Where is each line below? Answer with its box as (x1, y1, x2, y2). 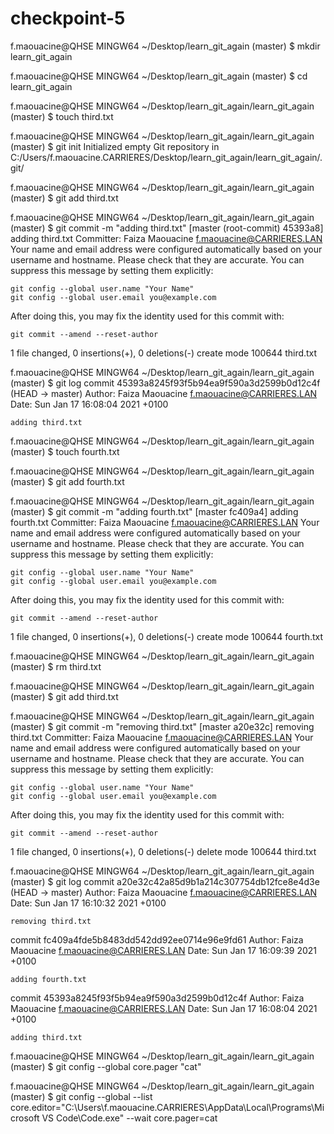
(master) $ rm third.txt (10, 660, 102, 672)
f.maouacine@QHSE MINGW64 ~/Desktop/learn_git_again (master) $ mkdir (10, 40, 321, 52)
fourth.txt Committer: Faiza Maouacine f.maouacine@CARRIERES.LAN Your (10, 516, 320, 528)
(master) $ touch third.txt (10, 110, 114, 122)
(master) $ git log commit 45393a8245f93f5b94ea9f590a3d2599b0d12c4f (10, 377, 321, 389)
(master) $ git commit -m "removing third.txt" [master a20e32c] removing (10, 720, 315, 732)
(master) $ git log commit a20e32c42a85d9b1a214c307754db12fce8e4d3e (10, 875, 320, 887)
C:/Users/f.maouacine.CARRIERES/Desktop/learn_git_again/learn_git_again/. (10, 151, 323, 163)
